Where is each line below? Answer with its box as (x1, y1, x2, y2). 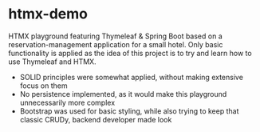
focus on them (19, 81, 68, 90)
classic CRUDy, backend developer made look (19, 114, 172, 124)
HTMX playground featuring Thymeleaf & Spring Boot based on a (8, 31, 223, 41)
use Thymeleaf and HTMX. (8, 57, 97, 66)
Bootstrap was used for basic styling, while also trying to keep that (19, 106, 239, 116)
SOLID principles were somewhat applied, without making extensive (19, 72, 243, 82)
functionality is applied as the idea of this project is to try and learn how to (8, 48, 253, 58)
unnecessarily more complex (19, 98, 116, 107)
